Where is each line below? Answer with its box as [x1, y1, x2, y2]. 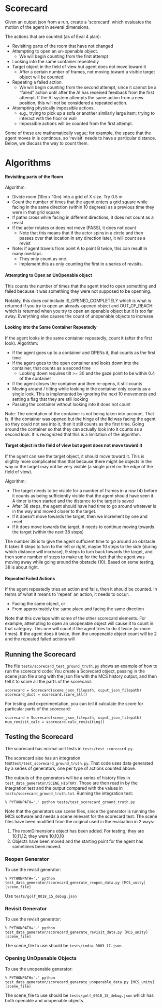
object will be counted [19, 74, 64, 80]
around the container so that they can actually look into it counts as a [5, 426, 143, 432]
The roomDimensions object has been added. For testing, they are [12, 828, 144, 834]
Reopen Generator [5, 855, 49, 862]
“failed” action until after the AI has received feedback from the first [19, 89, 155, 95]
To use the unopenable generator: [5, 966, 73, 972]
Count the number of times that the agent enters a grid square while [12, 199, 148, 205]
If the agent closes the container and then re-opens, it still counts [12, 380, 143, 387]
